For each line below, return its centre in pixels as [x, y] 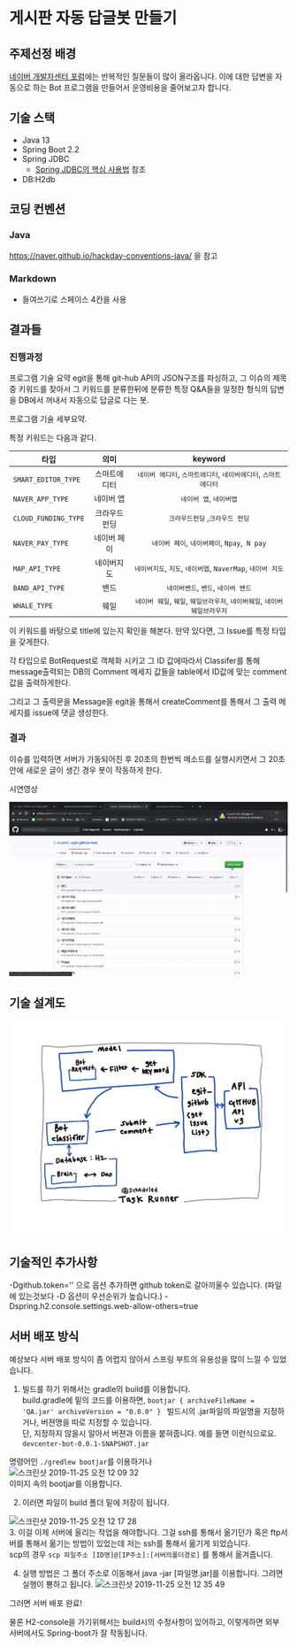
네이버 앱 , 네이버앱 [209, 498]
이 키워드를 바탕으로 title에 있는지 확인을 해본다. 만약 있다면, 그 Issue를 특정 [140, 631]
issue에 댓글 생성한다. [70, 712]
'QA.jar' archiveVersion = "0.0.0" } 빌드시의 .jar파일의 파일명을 [141, 1412]
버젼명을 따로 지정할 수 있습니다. [96, 1422]
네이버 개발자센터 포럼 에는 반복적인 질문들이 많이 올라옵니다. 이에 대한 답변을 [141, 77]
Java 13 [36, 140]
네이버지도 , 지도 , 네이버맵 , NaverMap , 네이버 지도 [209, 568]
